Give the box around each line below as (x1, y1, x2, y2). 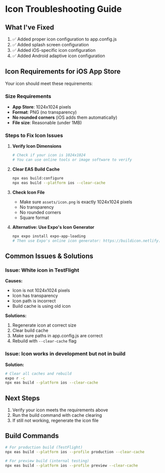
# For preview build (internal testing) (5, 458, 90, 463)
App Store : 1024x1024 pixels (12, 104, 72, 110)
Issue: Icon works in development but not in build (5, 350, 126, 357)
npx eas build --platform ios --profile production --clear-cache (5, 449, 145, 454)
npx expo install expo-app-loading (12, 233, 86, 239)
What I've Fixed (5, 23, 54, 32)
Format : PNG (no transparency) (12, 109, 77, 115)
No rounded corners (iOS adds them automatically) (12, 114, 118, 120)
